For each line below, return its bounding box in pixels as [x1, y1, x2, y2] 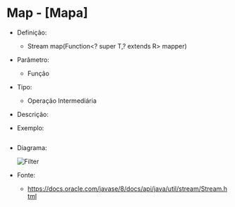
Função [27, 69, 50, 77]
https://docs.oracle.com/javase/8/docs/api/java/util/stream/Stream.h [27, 184, 227, 193]
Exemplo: [16, 123, 44, 132]
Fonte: [16, 170, 36, 179]
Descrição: [16, 110, 49, 118]
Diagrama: [16, 143, 47, 152]
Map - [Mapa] [6, 5, 88, 21]
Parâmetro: [16, 55, 50, 64]
